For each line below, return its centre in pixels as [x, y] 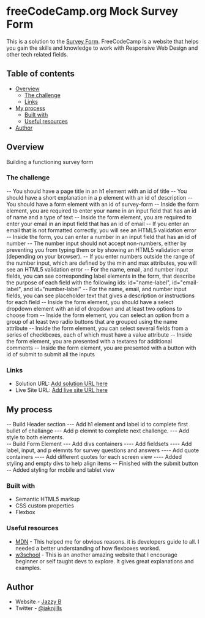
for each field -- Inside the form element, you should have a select [90, 302]
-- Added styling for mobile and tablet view [61, 470]
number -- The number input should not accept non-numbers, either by [96, 243]
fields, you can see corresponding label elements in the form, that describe [101, 276]
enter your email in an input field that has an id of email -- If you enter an [98, 224]
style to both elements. [35, 437]
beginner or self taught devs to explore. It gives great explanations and [104, 561]
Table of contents [40, 74]
